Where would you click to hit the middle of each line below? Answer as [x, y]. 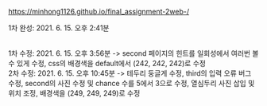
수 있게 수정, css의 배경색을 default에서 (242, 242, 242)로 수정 [107, 63]
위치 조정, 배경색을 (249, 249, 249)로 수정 [74, 93]
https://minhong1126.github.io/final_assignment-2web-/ [99, 12]
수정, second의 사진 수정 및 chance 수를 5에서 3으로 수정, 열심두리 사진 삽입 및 [132, 83]
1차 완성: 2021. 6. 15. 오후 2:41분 [59, 28]
